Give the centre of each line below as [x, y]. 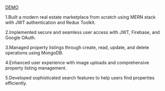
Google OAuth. [21, 38]
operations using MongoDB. [34, 53]
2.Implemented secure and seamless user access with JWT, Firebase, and [82, 32]
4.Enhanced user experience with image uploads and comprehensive [77, 62]
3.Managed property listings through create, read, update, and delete [77, 47]
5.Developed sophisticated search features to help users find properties [80, 78]
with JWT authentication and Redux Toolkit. [50, 22]
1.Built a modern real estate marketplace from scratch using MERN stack [80, 17]
